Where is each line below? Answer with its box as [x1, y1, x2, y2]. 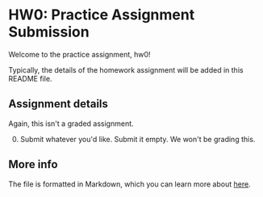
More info [8, 157, 58, 171]
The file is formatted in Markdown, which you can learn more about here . [8, 179, 252, 189]
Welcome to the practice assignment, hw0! [8, 49, 151, 59]
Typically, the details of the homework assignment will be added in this [8, 65, 244, 74]
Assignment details [8, 97, 109, 111]
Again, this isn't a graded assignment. [8, 119, 135, 128]
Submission [8, 23, 90, 41]
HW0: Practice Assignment [8, 6, 195, 24]
